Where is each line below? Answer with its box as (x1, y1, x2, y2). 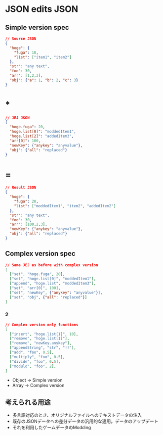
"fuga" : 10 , (14, 50, 39, 55)
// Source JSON (5, 36, 37, 41)
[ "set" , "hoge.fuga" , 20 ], (9, 272, 65, 277)
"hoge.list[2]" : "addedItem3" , (9, 134, 74, 139)
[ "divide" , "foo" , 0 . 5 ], (9, 359, 61, 364)
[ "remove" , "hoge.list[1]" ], (9, 336, 70, 341)
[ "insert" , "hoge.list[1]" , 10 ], (9, 332, 79, 337)
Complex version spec (5, 249, 76, 258)
